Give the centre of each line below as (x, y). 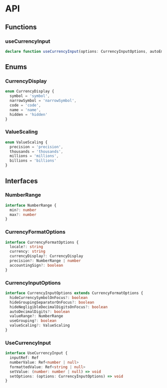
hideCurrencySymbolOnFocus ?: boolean (49, 297)
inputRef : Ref (24, 358)
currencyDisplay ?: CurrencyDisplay (46, 256)
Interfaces (22, 181)
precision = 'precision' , (37, 147)
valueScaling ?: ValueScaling (40, 326)
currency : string (28, 252)
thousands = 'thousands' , (37, 151)
